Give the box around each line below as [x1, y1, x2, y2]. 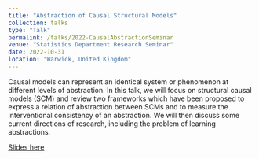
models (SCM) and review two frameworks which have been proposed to [8, 94, 245, 103]
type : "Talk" [8, 26, 51, 34]
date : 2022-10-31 [8, 48, 65, 56]
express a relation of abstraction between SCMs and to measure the [8, 102, 229, 111]
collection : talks [8, 19, 68, 27]
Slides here [8, 142, 45, 152]
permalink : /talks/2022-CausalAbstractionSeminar [8, 33, 174, 42]
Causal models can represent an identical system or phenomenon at [8, 76, 229, 87]
